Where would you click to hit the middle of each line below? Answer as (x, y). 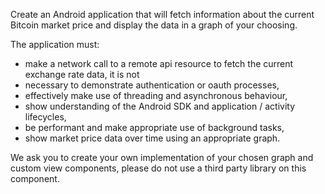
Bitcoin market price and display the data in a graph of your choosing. (154, 25)
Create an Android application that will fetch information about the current (162, 14)
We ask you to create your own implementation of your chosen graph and (162, 157)
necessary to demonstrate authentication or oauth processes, (152, 85)
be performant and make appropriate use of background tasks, (154, 127)
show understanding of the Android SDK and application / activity (160, 106)
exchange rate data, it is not (82, 74)
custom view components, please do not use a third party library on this (158, 168)
